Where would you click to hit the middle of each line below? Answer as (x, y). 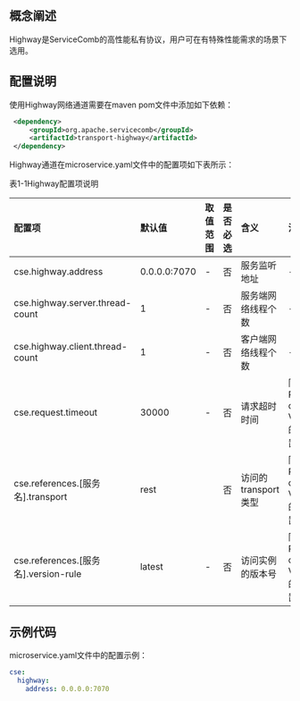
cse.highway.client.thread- (71, 347)
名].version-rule (48, 574)
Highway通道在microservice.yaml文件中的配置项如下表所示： (122, 165)
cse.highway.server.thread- (73, 303)
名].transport (41, 497)
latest (151, 567)
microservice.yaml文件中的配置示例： (78, 655)
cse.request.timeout (56, 412)
